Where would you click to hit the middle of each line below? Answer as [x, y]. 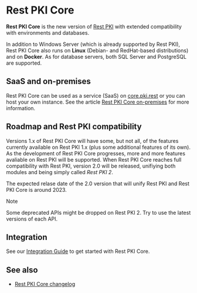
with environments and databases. [48, 32]
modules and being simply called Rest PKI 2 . [60, 172]
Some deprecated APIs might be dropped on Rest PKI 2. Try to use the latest [98, 212]
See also [22, 270]
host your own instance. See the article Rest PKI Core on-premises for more [98, 102]
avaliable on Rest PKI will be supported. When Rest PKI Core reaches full [94, 159]
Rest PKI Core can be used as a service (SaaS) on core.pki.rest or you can [96, 95]
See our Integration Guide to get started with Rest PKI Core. [78, 251]
